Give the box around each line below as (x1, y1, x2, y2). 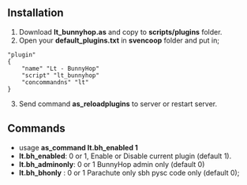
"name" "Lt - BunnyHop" (21, 65, 100, 72)
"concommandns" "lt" (21, 78, 89, 86)
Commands (7, 122, 66, 135)
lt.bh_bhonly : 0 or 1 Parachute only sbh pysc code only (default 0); (18, 168, 240, 177)
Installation (7, 6, 64, 20)
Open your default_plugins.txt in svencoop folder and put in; (18, 35, 220, 45)
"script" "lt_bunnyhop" (21, 71, 100, 80)
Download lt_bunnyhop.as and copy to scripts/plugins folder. (18, 27, 223, 36)
